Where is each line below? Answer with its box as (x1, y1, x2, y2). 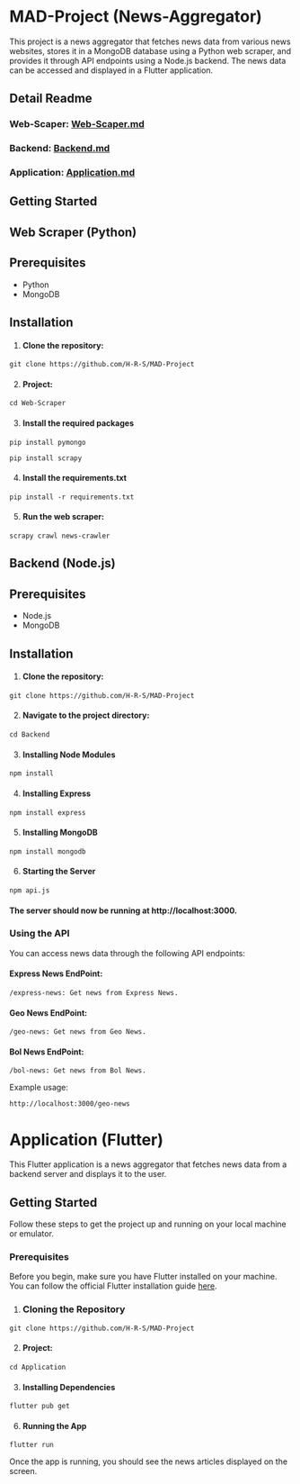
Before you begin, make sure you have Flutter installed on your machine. (9, 1271, 278, 1282)
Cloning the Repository (22, 1303, 126, 1316)
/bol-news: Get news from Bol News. (9, 1066, 146, 1075)
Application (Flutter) (9, 1129, 164, 1150)
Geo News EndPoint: (9, 1007, 88, 1018)
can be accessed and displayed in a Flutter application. (9, 65, 214, 76)
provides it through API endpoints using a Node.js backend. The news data (9, 55, 287, 66)
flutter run (9, 1441, 54, 1450)
